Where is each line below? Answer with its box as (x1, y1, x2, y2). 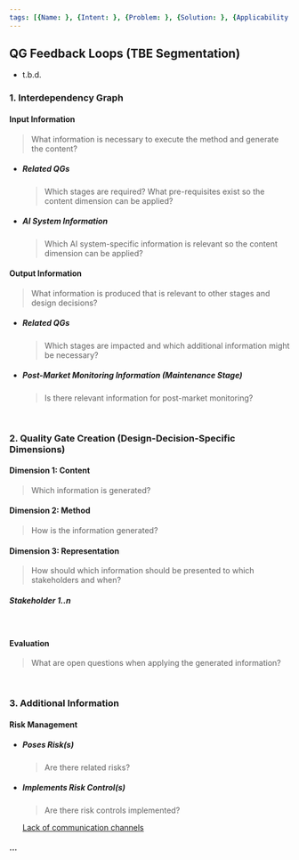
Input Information (9, 113, 76, 125)
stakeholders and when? (30, 575, 122, 586)
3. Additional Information (9, 697, 120, 710)
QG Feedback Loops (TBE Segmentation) (9, 46, 240, 61)
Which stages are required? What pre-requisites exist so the (44, 186, 265, 197)
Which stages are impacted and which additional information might (44, 340, 290, 351)
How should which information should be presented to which (30, 565, 255, 576)
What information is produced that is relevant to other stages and (30, 288, 271, 298)
